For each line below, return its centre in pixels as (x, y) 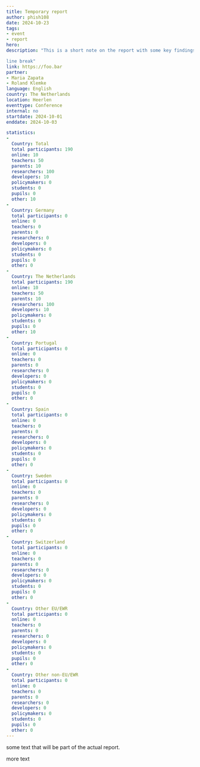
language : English (29, 89)
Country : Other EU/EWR (40, 608)
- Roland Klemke (26, 83)
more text (18, 759)
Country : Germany (33, 210)
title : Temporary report (37, 12)
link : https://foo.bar (34, 67)
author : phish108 (28, 17)
